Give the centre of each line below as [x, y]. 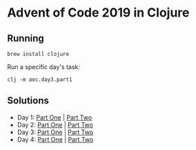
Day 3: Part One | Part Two [55, 132]
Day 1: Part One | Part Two [55, 117]
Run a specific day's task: [44, 67]
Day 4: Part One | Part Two [55, 139]
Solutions [28, 101]
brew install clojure [38, 54]
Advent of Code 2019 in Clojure [98, 13]
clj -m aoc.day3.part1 [40, 79]
